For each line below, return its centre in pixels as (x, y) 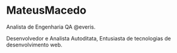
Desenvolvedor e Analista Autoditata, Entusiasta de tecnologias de (89, 38)
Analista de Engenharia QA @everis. (51, 27)
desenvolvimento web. (34, 45)
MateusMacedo (46, 10)
